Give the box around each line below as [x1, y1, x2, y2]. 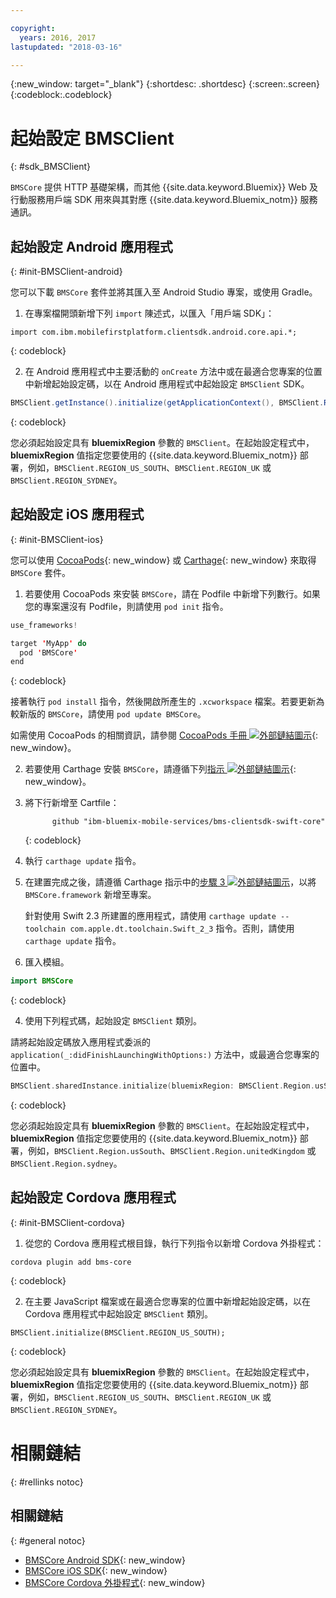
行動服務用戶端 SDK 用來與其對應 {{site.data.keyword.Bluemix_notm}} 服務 [10, 194, 318, 206]
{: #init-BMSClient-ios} [10, 533, 104, 545]
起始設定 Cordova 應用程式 [10, 1189, 177, 1206]
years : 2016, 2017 [19, 32, 97, 43]
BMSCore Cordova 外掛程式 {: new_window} [24, 1576, 206, 1588]
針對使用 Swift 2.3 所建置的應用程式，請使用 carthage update [24, 910, 277, 922]
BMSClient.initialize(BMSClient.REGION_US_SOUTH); [10, 1327, 226, 1338]
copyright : [10, 23, 56, 33]
